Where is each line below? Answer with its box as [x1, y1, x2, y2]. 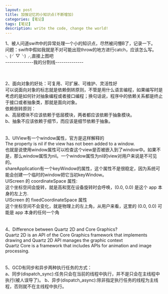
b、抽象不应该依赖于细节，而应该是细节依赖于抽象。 [5, 118, 113, 124]
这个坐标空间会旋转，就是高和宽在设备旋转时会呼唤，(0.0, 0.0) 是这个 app [5, 184, 157, 191]
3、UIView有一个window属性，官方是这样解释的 [5, 135, 104, 141]
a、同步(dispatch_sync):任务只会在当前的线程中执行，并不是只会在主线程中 [5, 271, 160, 277]
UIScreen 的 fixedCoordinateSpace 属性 [5, 197, 87, 203]
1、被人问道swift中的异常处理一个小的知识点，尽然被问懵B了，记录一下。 [5, 41, 156, 47]
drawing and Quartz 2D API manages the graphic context [5, 237, 123, 243]
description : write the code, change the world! [5, 26, 108, 31]
